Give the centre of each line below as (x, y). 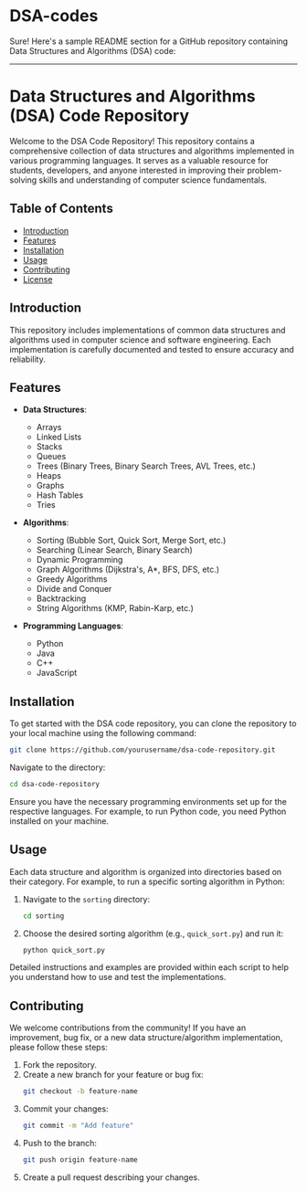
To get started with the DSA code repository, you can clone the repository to (153, 723)
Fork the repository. (60, 1065)
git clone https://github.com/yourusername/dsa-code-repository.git (143, 750)
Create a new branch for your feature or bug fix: (113, 1075)
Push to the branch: (60, 1143)
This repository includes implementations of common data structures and (148, 330)
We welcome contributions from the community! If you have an (128, 1028)
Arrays (49, 427)
